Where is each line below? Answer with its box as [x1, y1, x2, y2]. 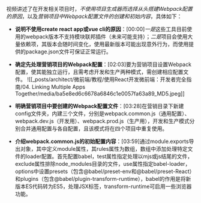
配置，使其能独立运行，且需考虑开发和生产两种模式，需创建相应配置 [14, 68, 184, 75]
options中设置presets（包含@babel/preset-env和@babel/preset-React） [14, 168, 195, 175]
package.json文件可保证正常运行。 [25, 48, 112, 55]
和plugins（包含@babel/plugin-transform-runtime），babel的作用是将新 [14, 175, 191, 182]
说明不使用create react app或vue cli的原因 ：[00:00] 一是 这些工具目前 [14, 26, 187, 32]
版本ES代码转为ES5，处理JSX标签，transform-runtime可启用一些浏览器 [14, 183, 192, 190]
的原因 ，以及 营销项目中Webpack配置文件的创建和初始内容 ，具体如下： [6, 13, 182, 20]
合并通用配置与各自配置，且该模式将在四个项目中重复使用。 [20, 125, 168, 132]
